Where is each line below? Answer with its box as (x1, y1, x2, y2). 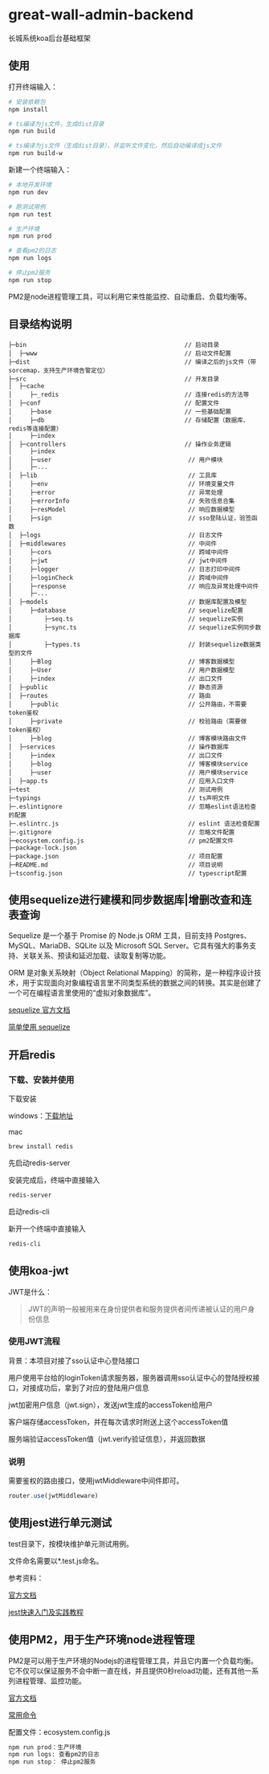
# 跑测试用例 (8, 202, 46, 210)
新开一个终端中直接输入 (8, 1223, 86, 1234)
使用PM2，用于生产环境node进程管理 (8, 1633, 195, 1647)
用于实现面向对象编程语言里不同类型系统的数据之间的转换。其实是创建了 (22, 978, 262, 988)
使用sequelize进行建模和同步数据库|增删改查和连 (8, 893, 252, 907)
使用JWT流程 (8, 1336, 60, 1347)
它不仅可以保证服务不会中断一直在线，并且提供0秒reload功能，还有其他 (8, 1666, 245, 1675)
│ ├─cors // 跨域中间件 (8, 548, 229, 556)
